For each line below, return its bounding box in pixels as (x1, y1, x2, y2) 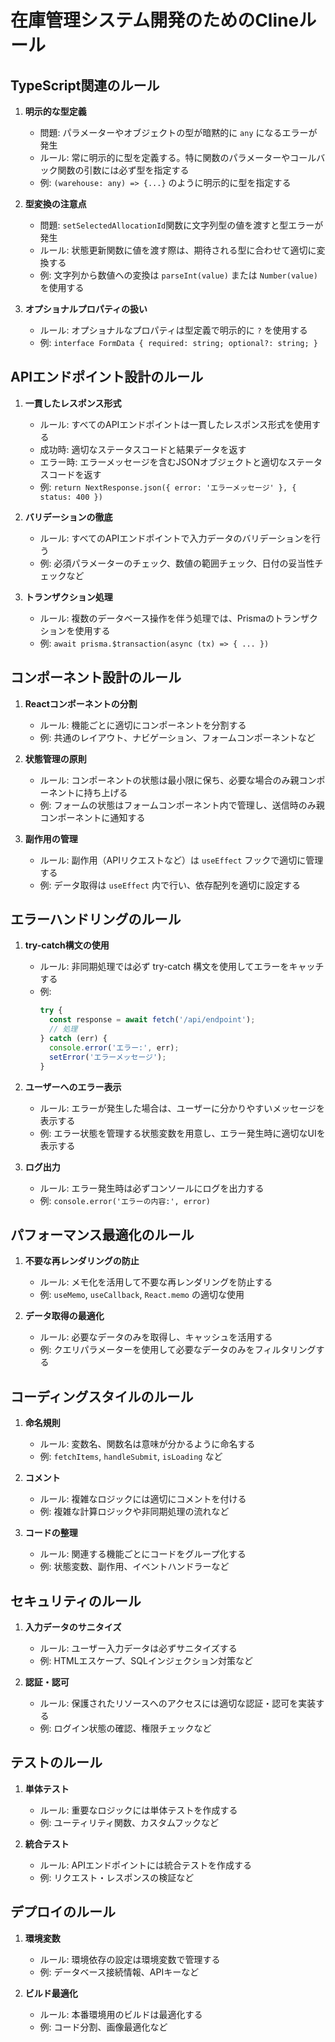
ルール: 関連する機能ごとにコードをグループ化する (39, 1548, 247, 1560)
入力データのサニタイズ (24, 1621, 122, 1633)
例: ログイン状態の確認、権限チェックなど (39, 1722, 212, 1734)
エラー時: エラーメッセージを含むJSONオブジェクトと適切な (39, 456, 288, 468)
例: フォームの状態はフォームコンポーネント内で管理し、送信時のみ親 (39, 799, 325, 811)
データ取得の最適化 (24, 1310, 105, 1322)
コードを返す (48, 468, 102, 480)
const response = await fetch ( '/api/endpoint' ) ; (48, 1015, 256, 1025)
